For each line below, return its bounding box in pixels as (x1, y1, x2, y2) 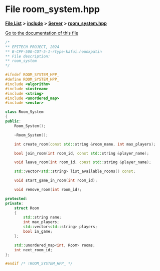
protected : (5, 196, 28, 201)
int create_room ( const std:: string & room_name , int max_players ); (14, 142, 156, 147)
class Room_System (5, 109, 44, 114)
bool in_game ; (23, 229, 53, 234)
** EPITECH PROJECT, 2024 (5, 44, 59, 49)
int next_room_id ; (14, 247, 53, 252)
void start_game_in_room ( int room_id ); (14, 178, 98, 183)
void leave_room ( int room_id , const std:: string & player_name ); (14, 160, 151, 165)
